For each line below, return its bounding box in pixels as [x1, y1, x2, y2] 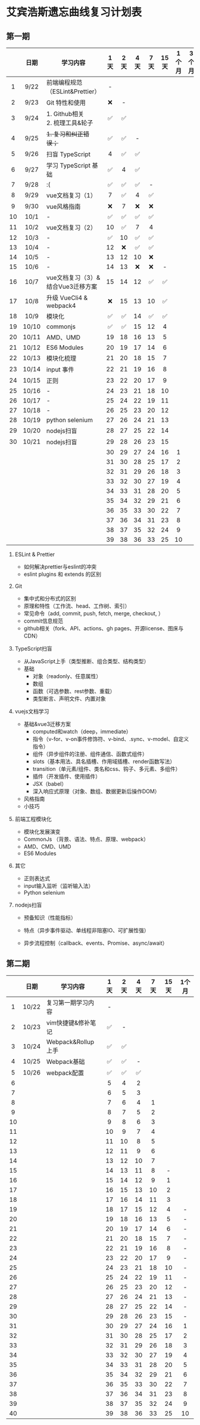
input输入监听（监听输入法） [23, 883, 94, 889]
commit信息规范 [23, 617, 64, 624]
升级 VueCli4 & [46, 294, 88, 302]
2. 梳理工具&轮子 [46, 119, 93, 127]
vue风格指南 [46, 203, 81, 210]
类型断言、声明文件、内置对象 [32, 695, 106, 702]
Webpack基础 [46, 1057, 85, 1066]
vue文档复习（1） [46, 191, 97, 199]
